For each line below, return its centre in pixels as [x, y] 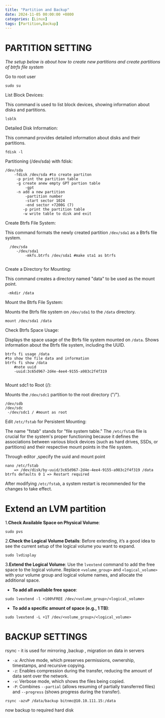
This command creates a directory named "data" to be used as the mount [80, 279]
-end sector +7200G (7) [49, 205]
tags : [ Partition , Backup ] [32, 24]
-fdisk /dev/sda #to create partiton [53, 175]
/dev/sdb [14, 404]
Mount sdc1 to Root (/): [28, 385]
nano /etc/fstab [22, 466]
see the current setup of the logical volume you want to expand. [70, 546]
